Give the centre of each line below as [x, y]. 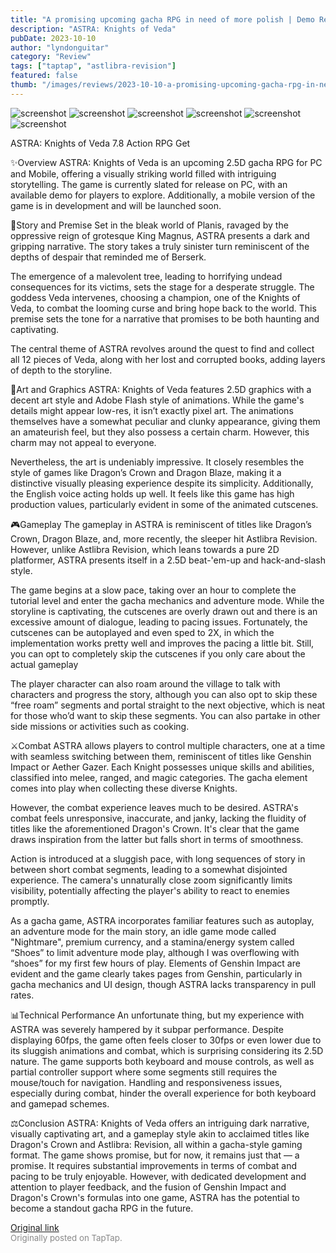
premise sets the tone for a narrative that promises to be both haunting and [165, 318]
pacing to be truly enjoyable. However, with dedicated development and [158, 1176]
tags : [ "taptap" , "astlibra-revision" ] [93, 66]
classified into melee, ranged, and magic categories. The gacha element [159, 777]
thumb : [24, 85]
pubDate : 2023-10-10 [53, 38]
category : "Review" [51, 57]
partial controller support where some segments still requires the [144, 1072]
